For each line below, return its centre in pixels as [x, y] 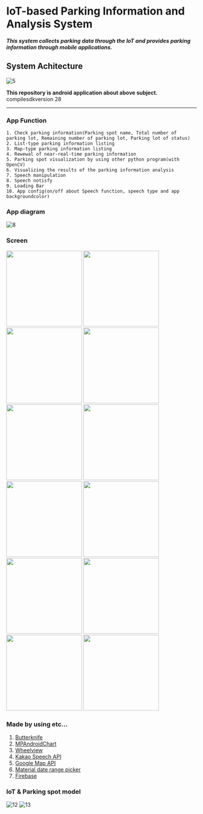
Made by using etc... [37, 724]
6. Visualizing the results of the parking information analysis [90, 170]
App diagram [26, 211]
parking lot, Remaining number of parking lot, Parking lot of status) [98, 138]
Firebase [26, 776]
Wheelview [29, 750]
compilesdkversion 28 [34, 99]
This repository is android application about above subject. [82, 93]
